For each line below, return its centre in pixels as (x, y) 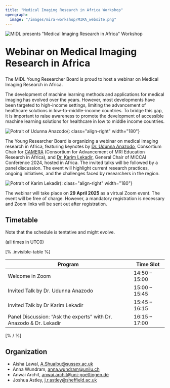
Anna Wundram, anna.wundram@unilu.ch (56, 369)
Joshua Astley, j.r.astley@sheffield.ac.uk (55, 380)
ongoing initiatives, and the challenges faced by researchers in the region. (82, 174)
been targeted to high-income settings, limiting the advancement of (76, 105)
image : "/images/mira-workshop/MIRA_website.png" (63, 19)
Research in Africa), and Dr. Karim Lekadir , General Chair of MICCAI (76, 157)
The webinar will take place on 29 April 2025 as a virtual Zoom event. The (83, 193)
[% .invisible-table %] (28, 252)
